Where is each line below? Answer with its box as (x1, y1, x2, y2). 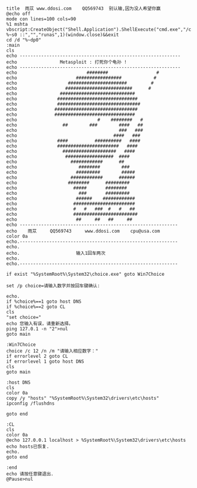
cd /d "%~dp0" (6, 37, 42, 43)
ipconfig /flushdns (6, 400, 55, 406)
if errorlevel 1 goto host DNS (6, 359, 84, 365)
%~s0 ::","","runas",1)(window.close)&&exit (6, 32, 119, 38)
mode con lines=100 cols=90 (6, 16, 77, 22)
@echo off (6, 11, 31, 17)
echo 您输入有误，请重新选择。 (6, 321, 74, 327)
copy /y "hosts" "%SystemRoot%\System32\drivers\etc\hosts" (6, 395, 160, 401)
